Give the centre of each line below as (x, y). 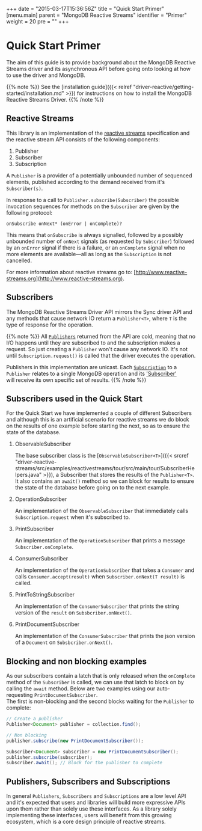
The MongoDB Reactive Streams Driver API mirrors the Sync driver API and (99, 311)
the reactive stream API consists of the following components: (83, 139)
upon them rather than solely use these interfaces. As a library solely (92, 809)
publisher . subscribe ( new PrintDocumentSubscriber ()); (75, 741)
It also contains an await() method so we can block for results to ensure (104, 481)
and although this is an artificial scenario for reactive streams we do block (98, 420)
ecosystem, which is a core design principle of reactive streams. (86, 822)
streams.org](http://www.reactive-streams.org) (65, 278)
